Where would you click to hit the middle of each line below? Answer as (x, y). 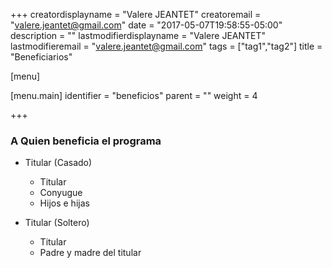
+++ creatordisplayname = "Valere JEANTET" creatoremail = (136, 14)
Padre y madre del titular (90, 253)
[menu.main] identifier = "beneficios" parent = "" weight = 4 (134, 95)
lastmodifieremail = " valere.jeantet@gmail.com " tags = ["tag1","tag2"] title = (166, 46)
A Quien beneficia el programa (86, 141)
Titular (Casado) (58, 163)
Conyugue (61, 193)
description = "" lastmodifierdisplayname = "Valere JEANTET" (138, 35)
